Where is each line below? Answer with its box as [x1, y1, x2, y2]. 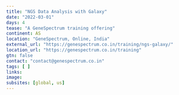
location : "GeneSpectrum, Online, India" [6, 36, 110, 42]
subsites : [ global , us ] [6, 80, 65, 86]
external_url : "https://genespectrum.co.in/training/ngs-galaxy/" [6, 42, 174, 48]
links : [6, 69, 23, 75]
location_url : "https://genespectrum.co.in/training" [6, 47, 142, 53]
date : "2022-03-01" [6, 14, 55, 20]
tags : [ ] [6, 63, 31, 70]
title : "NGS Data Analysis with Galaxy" [6, 8, 108, 15]
